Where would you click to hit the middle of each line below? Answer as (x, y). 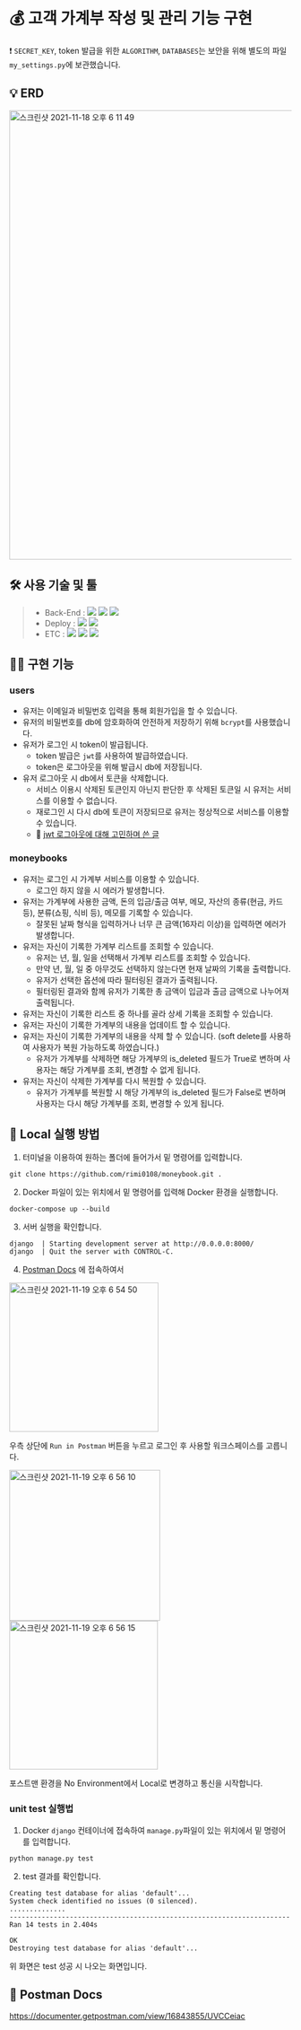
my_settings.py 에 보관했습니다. (65, 65)
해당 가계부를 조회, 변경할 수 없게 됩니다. (130, 1070)
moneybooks (39, 858)
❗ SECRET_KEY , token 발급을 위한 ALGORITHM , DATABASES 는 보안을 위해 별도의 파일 (148, 50)
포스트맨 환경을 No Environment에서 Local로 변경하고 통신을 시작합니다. (136, 1783)
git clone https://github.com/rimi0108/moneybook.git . (116, 1175)
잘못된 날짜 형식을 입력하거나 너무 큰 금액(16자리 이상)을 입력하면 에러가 (161, 923)
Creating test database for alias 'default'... (100, 1893)
